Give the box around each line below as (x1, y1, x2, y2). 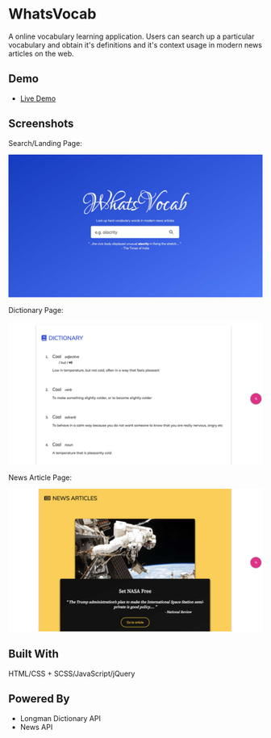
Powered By (8, 692, 70, 706)
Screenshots (8, 117, 74, 131)
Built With (8, 647, 59, 661)
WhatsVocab (8, 5, 97, 23)
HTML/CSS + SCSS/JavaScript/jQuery (8, 669, 135, 678)
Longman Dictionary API (19, 713, 101, 723)
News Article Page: (8, 473, 73, 482)
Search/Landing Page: (8, 138, 82, 148)
